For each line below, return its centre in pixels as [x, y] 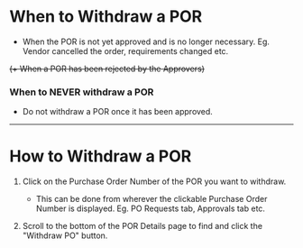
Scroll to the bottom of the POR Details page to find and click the [142, 226]
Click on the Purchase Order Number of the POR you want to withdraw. [154, 181]
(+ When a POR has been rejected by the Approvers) [107, 69]
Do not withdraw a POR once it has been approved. [118, 112]
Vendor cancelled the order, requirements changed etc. [125, 51]
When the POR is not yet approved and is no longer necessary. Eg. [146, 41]
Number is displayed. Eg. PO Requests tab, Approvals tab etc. [151, 208]
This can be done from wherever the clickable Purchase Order [151, 199]
